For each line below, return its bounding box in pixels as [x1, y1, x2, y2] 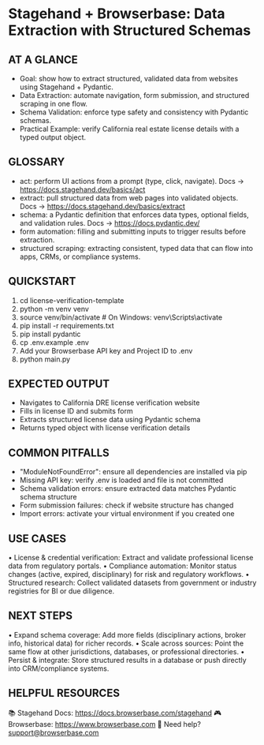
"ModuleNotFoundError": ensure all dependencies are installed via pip [19, 467, 247, 477]
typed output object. [19, 133, 87, 142]
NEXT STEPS [8, 609, 73, 623]
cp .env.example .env [19, 337, 89, 347]
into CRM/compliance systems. [8, 664, 110, 673]
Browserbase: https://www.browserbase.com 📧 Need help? [8, 719, 201, 728]
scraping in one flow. [19, 99, 88, 108]
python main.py [19, 354, 71, 364]
